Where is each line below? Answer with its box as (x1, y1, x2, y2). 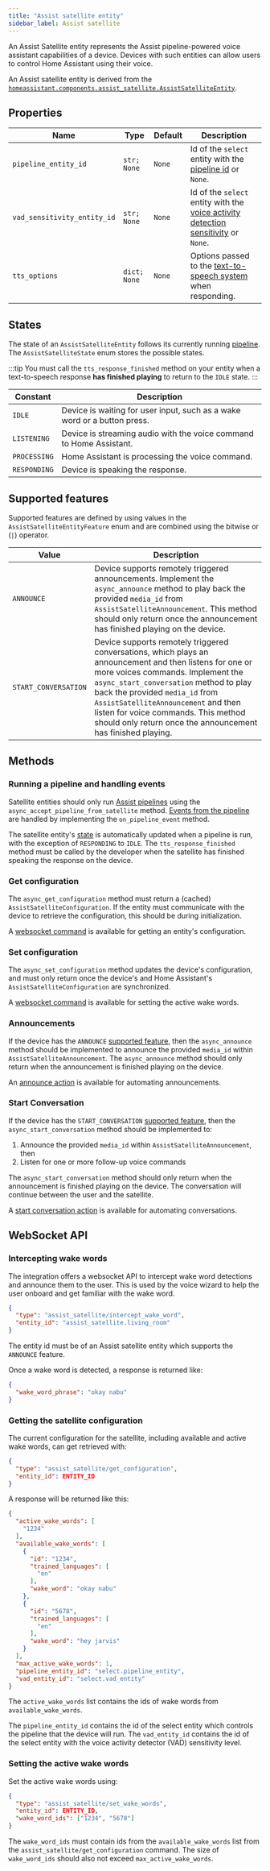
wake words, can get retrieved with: (8, 1442, 127, 1451)
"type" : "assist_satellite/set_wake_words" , (15, 1799, 167, 1807)
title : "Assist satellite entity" (8, 11, 125, 20)
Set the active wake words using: (8, 1776, 118, 1786)
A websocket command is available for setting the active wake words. (8, 998, 239, 1007)
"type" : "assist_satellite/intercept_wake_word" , (15, 1311, 185, 1320)
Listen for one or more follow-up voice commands (19, 1157, 186, 1167)
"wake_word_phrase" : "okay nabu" (15, 1388, 128, 1396)
